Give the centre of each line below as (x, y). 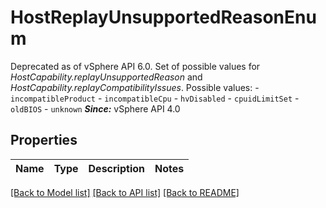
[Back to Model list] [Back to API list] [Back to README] (125, 192)
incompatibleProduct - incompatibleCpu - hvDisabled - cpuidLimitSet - (155, 98)
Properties (44, 140)
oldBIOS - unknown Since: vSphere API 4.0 (95, 108)
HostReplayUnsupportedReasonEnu (163, 17)
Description (116, 168)
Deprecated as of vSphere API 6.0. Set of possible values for (135, 66)
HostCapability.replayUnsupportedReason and (106, 77)
